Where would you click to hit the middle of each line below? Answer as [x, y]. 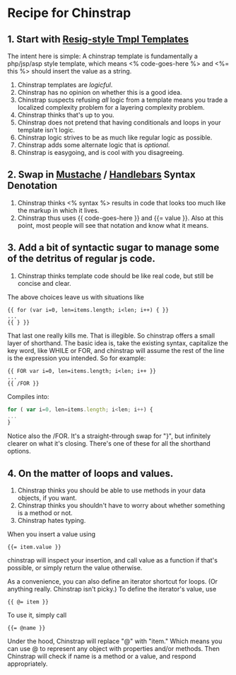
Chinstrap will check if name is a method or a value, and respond [102, 657]
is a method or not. [45, 513]
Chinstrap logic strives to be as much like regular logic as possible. [115, 137]
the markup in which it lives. [58, 210]
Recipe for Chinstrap [69, 13]
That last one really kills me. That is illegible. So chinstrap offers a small [111, 335]
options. [19, 451]
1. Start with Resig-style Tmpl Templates [98, 39]
